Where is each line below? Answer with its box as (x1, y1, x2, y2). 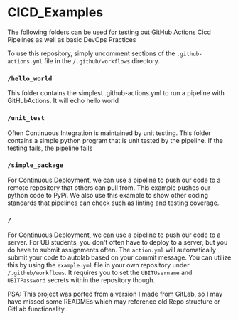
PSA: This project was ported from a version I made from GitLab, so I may (7, 289, 223, 299)
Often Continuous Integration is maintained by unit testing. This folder (7, 129, 211, 137)
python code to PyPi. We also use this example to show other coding (7, 191, 208, 199)
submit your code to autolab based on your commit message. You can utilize (7, 253, 232, 262)
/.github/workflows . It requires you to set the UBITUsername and (7, 268, 193, 277)
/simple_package (7, 161, 64, 169)
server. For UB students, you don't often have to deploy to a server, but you (7, 238, 228, 247)
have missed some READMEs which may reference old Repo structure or (7, 297, 220, 306)
